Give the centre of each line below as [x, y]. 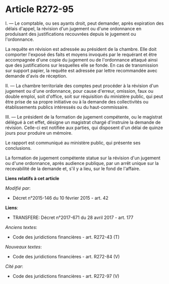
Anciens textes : [21, 227]
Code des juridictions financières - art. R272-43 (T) [66, 237]
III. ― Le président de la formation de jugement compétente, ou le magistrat [84, 117]
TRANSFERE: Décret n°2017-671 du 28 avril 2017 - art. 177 [73, 217]
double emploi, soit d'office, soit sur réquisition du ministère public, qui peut [84, 96]
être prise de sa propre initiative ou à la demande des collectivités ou [77, 101]
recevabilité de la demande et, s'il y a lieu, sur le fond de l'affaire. [73, 168]
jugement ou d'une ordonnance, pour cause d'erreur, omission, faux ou [79, 91]
